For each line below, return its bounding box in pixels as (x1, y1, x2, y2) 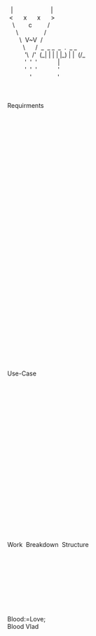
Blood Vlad (7, 623, 39, 630)
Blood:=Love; (7, 615, 46, 623)
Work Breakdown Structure (7, 541, 89, 548)
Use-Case (7, 369, 37, 378)
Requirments (7, 102, 44, 109)
